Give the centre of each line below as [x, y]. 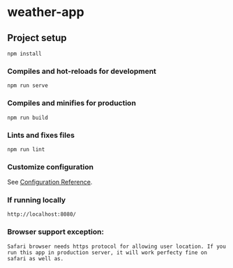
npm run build [28, 118]
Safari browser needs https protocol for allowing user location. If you [117, 246]
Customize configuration [51, 166]
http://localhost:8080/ [42, 214]
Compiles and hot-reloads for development [82, 71]
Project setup [37, 38]
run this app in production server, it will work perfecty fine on [107, 252]
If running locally [37, 200]
